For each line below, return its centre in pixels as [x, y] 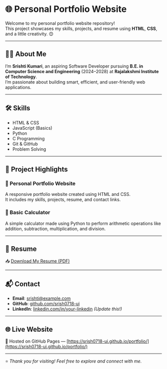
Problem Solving [29, 149]
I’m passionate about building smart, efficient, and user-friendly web [75, 82]
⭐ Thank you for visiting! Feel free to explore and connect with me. [74, 361]
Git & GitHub [25, 144]
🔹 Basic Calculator [28, 212]
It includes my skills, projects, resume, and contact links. [63, 199]
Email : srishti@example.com [42, 298]
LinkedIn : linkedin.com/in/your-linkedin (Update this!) [67, 309]
